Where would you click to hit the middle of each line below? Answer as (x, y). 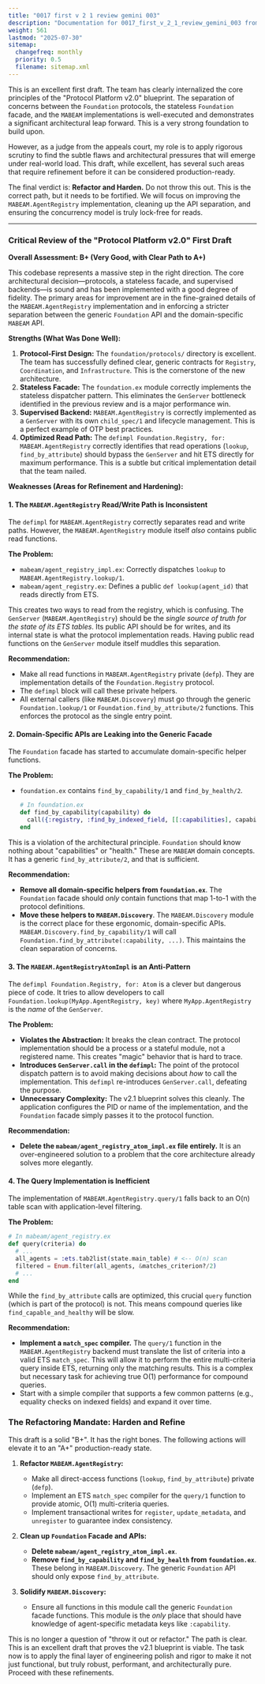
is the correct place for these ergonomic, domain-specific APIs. (123, 923)
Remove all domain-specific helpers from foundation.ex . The (121, 889)
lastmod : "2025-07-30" (45, 38)
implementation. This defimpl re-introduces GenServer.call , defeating (133, 1082)
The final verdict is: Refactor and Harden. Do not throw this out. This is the (130, 187)
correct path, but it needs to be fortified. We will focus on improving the (124, 195)
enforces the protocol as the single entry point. (96, 716)
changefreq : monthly (49, 52)
